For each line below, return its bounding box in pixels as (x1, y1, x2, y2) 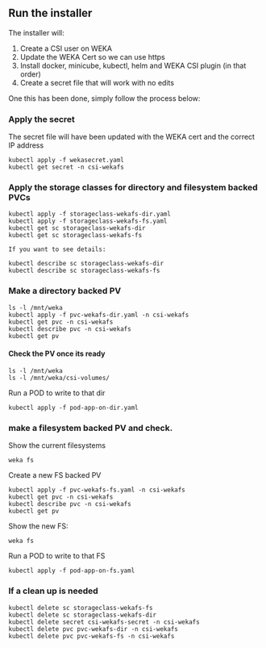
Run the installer (8, 6, 93, 20)
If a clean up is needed (8, 585, 98, 596)
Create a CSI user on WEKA (19, 44, 113, 53)
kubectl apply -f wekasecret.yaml (8, 157, 125, 165)
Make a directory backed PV (8, 286, 122, 297)
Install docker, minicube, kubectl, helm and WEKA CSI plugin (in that (19, 61, 247, 70)
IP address (8, 140, 44, 150)
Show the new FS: (8, 521, 69, 531)
